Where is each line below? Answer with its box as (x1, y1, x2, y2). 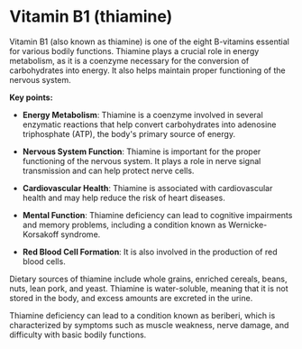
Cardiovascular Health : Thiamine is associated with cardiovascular (22, 182, 273, 193)
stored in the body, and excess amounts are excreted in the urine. (9, 292, 253, 303)
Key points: (9, 92, 53, 103)
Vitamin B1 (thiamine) (9, 6, 173, 27)
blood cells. (22, 255, 66, 267)
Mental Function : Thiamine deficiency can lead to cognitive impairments (22, 209, 293, 220)
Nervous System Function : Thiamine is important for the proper (22, 146, 261, 157)
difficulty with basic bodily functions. (9, 329, 147, 340)
